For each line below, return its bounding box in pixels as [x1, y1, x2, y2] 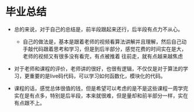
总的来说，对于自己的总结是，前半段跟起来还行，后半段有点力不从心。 [13, 26, 183, 33]
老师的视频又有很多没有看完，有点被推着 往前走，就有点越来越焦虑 [22, 52, 183, 60]
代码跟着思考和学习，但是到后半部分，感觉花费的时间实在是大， [33, 45, 187, 52]
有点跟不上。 [13, 99, 45, 106]
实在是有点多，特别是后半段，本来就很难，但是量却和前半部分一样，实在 [13, 92, 188, 99]
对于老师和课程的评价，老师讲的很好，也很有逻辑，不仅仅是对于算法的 [13, 65, 183, 72]
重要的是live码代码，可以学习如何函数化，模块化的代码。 [29, 72, 166, 79]
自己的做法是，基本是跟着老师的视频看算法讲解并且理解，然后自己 [22, 38, 182, 45]
